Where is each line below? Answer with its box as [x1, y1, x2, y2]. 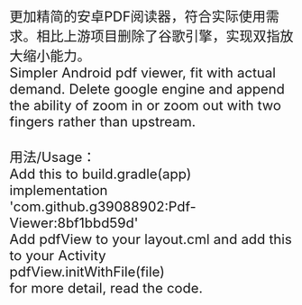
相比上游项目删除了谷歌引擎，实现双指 [35, 28, 280, 45]
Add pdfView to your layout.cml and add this [9, 230, 293, 247]
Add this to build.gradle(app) [9, 166, 192, 183]
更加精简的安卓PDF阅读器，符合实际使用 [9, 8, 266, 25]
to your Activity [9, 247, 106, 265]
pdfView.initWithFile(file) [9, 264, 165, 281]
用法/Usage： [9, 148, 96, 166]
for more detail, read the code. [9, 280, 203, 297]
